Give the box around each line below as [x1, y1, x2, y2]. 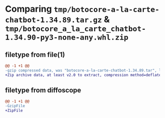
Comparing [5, 3, 52, 15]
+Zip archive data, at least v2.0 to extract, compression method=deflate [5, 72, 162, 77]
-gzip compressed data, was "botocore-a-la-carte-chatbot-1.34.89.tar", [5, 68, 157, 73]
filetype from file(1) [5, 50, 65, 59]
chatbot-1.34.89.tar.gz [5, 16, 102, 25]
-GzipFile [5, 104, 26, 109]
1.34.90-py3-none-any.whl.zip [5, 33, 129, 42]
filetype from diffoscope [5, 86, 82, 94]
